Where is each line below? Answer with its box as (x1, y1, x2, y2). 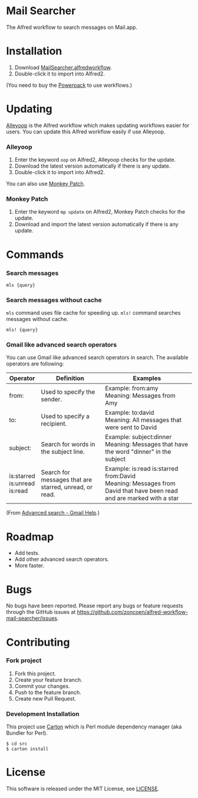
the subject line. (41, 447, 85, 456)
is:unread (9, 479, 35, 488)
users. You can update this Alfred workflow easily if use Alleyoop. (6, 128, 166, 135)
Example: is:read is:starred (105, 465, 179, 473)
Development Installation (6, 709, 80, 718)
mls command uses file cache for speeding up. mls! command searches (6, 309, 181, 316)
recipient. (41, 420, 67, 428)
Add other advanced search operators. (14, 556, 109, 563)
